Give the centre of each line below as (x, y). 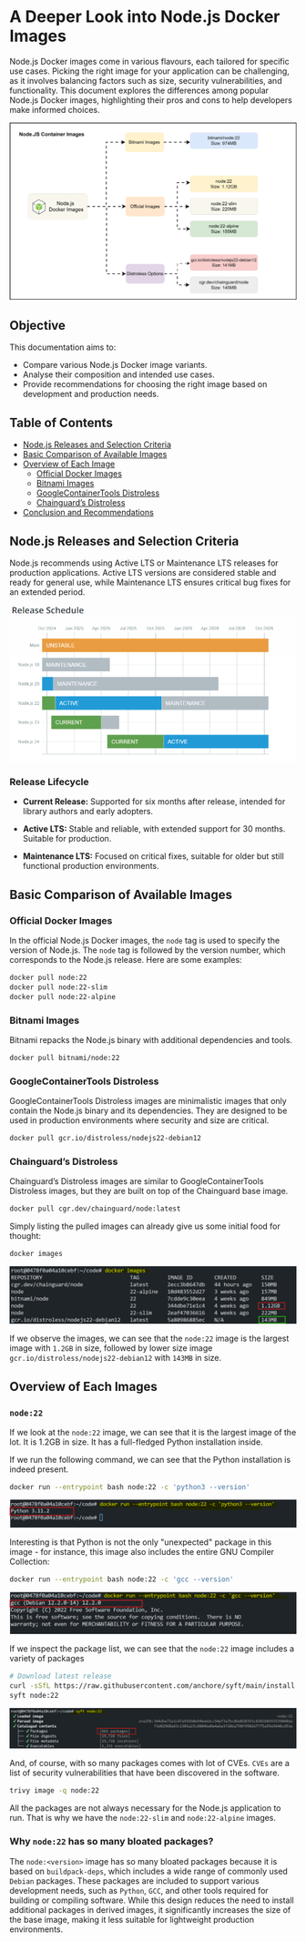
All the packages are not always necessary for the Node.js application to (145, 1808)
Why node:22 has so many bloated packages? (112, 1842)
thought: (25, 1236)
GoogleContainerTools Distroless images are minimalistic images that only (148, 1101)
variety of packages (47, 1659)
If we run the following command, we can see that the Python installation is (150, 1460)
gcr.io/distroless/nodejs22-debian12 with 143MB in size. (115, 1358)
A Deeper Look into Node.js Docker (145, 17)
